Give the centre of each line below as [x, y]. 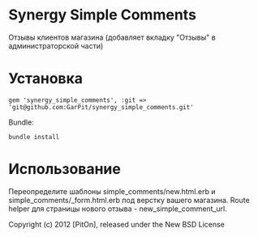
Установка [46, 79]
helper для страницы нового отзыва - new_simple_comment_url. [118, 209]
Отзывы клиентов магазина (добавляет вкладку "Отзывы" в [112, 37]
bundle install [34, 137]
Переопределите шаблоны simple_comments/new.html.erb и [112, 191]
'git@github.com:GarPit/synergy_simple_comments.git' [101, 107]
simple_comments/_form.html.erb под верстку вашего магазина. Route [129, 200]
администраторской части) [56, 45]
